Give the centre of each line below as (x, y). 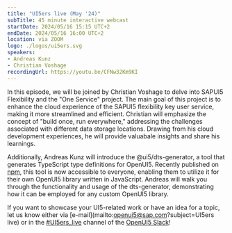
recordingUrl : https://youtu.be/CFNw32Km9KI (73, 72)
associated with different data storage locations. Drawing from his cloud (110, 129)
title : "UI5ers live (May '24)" (54, 14)
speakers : (22, 53)
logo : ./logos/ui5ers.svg (44, 46)
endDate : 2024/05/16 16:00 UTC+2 (56, 33)
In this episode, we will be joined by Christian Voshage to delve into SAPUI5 (115, 92)
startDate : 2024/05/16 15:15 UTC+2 (59, 26)
